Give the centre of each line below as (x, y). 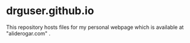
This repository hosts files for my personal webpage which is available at (95, 27)
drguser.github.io (50, 11)
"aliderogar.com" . (28, 33)
